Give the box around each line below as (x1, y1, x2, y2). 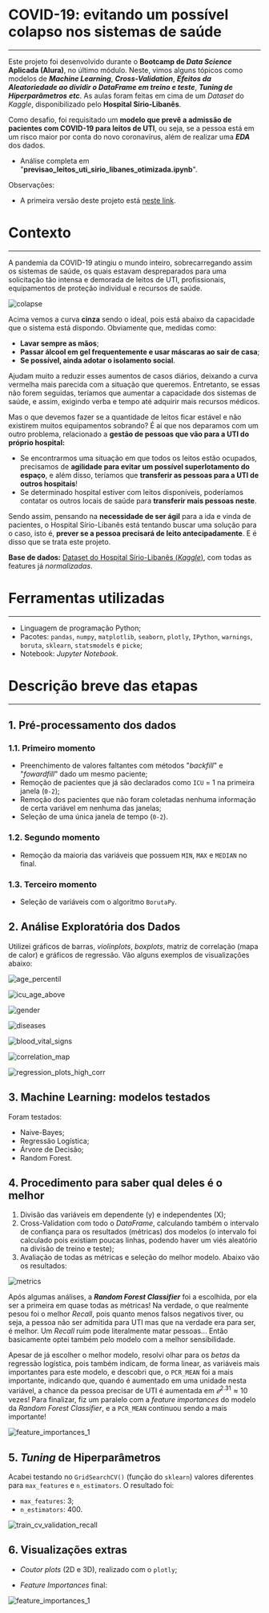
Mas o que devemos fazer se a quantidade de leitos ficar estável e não (8, 411, 242, 422)
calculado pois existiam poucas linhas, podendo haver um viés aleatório (19, 1235, 258, 1245)
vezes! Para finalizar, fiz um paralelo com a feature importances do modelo (8, 1395, 256, 1404)
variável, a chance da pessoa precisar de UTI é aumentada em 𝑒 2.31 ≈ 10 (8, 1384, 248, 1396)
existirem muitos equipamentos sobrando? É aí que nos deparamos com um (8, 420, 259, 430)
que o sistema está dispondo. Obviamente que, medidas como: (8, 322, 217, 332)
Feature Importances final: (19, 1580, 108, 1590)
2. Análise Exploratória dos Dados (8, 920, 181, 934)
